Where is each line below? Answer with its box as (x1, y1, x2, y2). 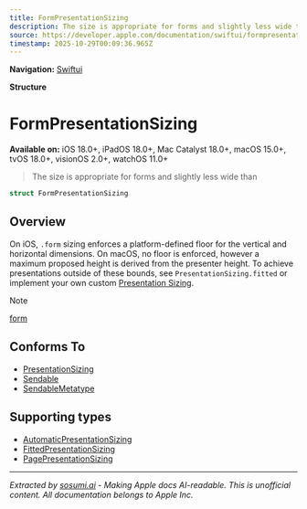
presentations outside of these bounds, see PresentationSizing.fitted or (9, 267, 288, 279)
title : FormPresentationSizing (9, 13, 129, 23)
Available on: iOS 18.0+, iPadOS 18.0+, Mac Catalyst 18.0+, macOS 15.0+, (9, 143, 287, 155)
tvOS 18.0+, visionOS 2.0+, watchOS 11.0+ (9, 154, 169, 164)
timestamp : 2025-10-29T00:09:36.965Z (9, 38, 153, 48)
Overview (9, 214, 67, 229)
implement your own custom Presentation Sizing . (9, 277, 195, 288)
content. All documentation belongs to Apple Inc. (9, 489, 194, 500)
